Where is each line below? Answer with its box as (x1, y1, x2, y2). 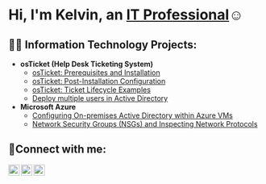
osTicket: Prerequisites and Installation (31, 68, 161, 77)
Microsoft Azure (19, 102, 77, 111)
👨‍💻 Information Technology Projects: (8, 38, 197, 52)
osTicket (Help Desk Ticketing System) (19, 59, 154, 69)
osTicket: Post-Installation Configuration (31, 77, 166, 86)
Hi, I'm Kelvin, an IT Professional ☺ (8, 6, 244, 24)
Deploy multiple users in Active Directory (31, 94, 168, 102)
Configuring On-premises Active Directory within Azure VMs (31, 111, 234, 120)
